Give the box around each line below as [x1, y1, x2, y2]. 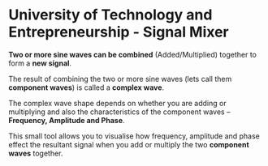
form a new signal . [8, 58, 71, 68]
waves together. [8, 148, 63, 158]
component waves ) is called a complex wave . [8, 83, 165, 92]
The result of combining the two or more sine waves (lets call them [8, 74, 232, 83]
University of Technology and [8, 6, 213, 24]
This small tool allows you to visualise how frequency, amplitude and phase [8, 131, 260, 141]
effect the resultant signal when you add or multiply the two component [8, 139, 249, 149]
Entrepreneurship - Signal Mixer [8, 23, 229, 41]
